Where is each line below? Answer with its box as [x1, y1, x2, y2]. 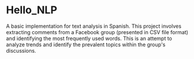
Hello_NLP [6, 3, 57, 17]
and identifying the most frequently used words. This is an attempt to [6, 35, 172, 42]
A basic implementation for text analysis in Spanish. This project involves [6, 23, 182, 30]
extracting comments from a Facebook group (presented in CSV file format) [6, 28, 189, 35]
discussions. [6, 47, 36, 54]
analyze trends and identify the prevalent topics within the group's [6, 41, 165, 48]
